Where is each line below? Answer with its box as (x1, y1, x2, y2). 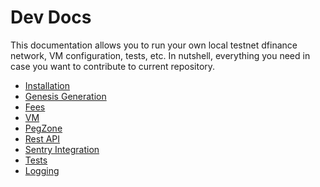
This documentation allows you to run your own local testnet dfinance (10, 39, 298, 51)
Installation (24, 79, 71, 91)
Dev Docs (10, 6, 92, 29)
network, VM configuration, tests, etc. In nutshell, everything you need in (10, 49, 311, 61)
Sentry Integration (24, 143, 100, 155)
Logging (24, 164, 60, 176)
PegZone (24, 122, 63, 134)
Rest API (24, 132, 61, 145)
